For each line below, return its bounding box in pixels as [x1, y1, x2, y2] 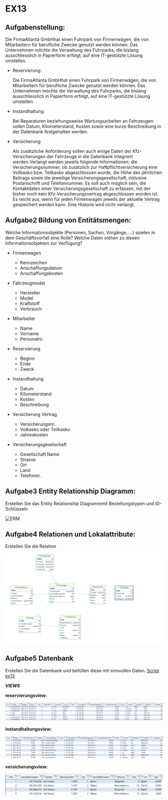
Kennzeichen [20, 259, 47, 265]
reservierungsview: [5, 692, 48, 698]
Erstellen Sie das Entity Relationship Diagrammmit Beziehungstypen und [5, 501, 154, 507]
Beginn [20, 355, 35, 361]
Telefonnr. [20, 472, 41, 478]
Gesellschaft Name [20, 451, 60, 457]
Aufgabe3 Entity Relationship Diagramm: [5, 487, 136, 495]
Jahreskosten [20, 432, 49, 438]
